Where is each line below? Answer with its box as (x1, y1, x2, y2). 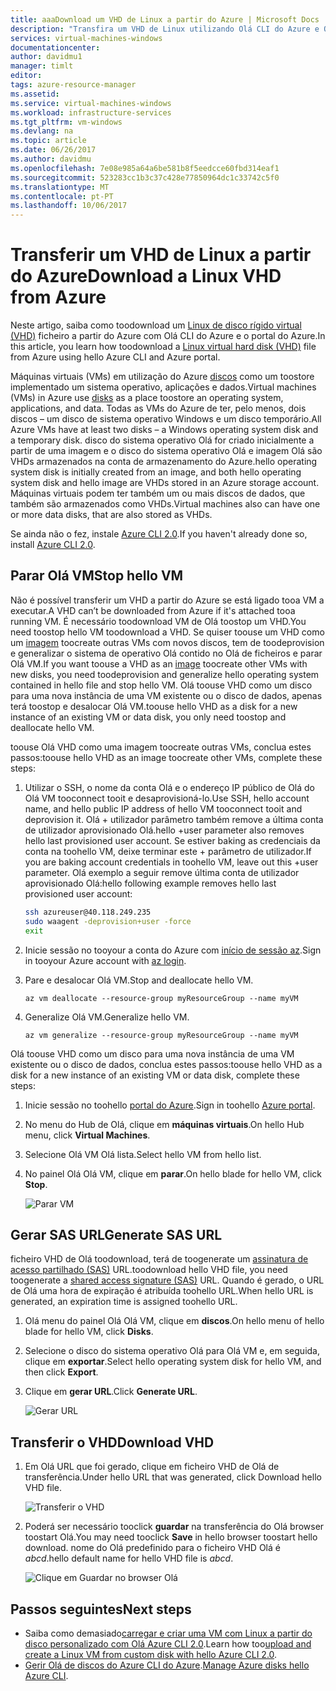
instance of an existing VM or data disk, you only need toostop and (10, 711, 287, 723)
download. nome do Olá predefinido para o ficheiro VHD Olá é (24, 1542, 281, 1554)
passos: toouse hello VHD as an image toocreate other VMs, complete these (10, 751, 323, 763)
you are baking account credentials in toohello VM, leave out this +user (24, 856, 319, 868)
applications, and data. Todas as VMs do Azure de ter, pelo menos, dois (10, 402, 307, 415)
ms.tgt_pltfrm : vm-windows (10, 117, 123, 127)
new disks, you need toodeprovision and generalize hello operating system (10, 668, 320, 680)
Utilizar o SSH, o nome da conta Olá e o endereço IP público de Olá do (24, 781, 316, 793)
